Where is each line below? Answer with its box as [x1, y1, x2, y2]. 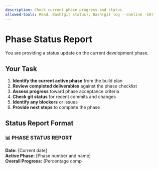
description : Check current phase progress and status [5, 7, 122, 12]
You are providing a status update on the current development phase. [5, 50, 149, 56]
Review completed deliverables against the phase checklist [12, 83, 137, 89]
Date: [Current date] [5, 147, 48, 153]
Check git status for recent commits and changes [12, 93, 116, 100]
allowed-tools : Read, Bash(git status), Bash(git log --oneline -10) [5, 12, 154, 17]
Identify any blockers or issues [12, 99, 78, 105]
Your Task [5, 64, 38, 73]
